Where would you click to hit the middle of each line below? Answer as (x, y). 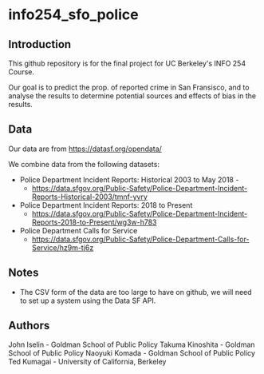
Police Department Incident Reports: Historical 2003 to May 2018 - (129, 179)
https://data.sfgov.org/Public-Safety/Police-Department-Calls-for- (140, 239)
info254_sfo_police (73, 15)
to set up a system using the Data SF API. (88, 300)
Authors (29, 326)
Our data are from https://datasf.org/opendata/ (85, 149)
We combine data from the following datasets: (84, 164)
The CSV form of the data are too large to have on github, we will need (136, 292)
